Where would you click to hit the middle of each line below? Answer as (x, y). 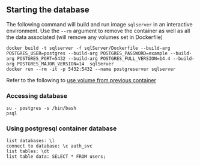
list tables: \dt (28, 151)
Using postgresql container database (62, 128)
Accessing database (37, 95)
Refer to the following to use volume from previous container (81, 80)
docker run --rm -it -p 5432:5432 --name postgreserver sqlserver (91, 69)
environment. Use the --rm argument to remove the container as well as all (98, 31)
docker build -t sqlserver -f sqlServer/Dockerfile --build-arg (88, 48)
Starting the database (48, 10)
